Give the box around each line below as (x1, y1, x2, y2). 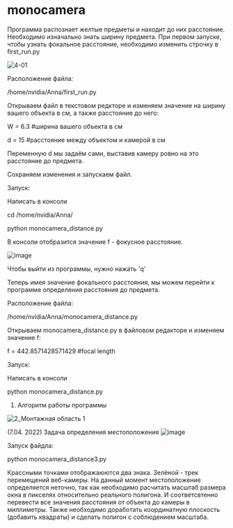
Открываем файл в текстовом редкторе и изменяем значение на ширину (7, 101, 226, 109)
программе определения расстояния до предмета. (7, 285, 160, 294)
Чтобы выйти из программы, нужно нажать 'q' (7, 264, 146, 273)
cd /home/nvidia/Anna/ (7, 210, 73, 219)
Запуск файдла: (7, 441, 54, 449)
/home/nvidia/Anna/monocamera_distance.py (7, 312, 138, 320)
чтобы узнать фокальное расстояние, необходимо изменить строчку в (7, 40, 219, 48)
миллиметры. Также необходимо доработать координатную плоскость (7, 505, 220, 513)
